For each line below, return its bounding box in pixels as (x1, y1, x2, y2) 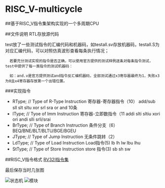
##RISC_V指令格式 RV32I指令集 (5, 156, 69, 162)
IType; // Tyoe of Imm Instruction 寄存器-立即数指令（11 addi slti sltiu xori (12, 110, 161, 117)
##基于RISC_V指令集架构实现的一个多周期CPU (5, 20, 99, 26)
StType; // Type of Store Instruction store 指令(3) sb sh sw (12, 146, 131, 152)
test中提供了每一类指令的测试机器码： (5, 63, 73, 69)
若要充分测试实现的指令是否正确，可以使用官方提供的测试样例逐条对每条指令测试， (9, 58, 153, 63)
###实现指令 (5, 88, 31, 94)
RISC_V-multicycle (5, 3, 82, 15)
